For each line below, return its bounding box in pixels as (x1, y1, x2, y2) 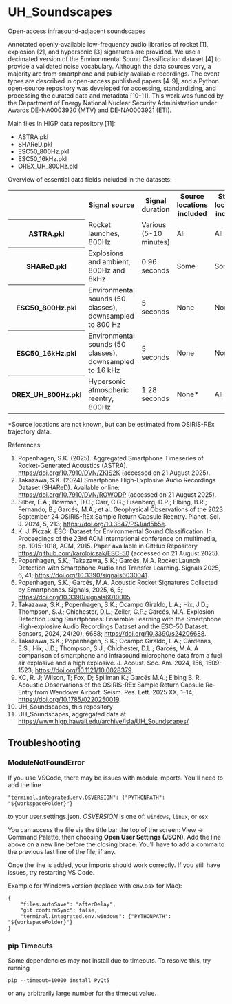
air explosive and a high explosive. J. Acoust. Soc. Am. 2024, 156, (17, 659, 204, 667)
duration (141, 204, 171, 214)
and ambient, (88, 257, 131, 266)
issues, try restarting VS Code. (8, 868, 95, 876)
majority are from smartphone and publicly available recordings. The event (8, 70, 220, 78)
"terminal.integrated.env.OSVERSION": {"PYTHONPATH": (8, 794, 166, 801)
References (8, 440, 41, 449)
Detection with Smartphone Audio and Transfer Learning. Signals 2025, (17, 564, 221, 572)
